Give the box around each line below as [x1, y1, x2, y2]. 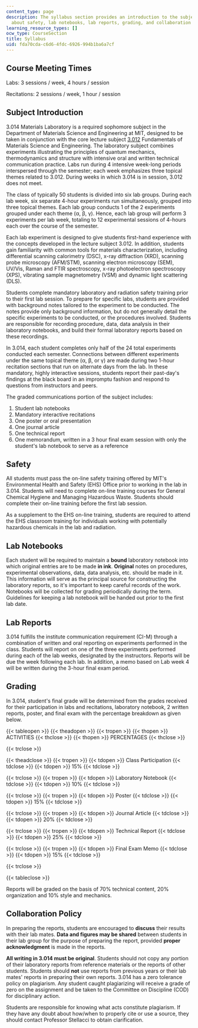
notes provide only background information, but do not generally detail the [6, 308, 187, 315]
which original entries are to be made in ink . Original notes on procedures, [6, 563, 187, 570]
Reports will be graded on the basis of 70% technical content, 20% [6, 885, 169, 892]
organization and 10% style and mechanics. [6, 891, 112, 899]
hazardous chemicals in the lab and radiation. [6, 524, 117, 531]
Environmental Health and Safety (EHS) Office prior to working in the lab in [6, 481, 187, 488]
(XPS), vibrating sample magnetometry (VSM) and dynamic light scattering [6, 271, 187, 278]
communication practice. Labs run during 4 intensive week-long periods [6, 160, 181, 168]
